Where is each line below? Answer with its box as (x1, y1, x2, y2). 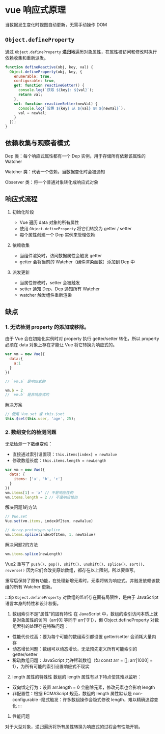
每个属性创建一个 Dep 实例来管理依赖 (19, 232, 95, 238)
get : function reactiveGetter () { (14, 83, 84, 88)
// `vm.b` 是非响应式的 (5, 392, 49, 398)
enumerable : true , (14, 74, 52, 79)
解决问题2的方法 (5, 542, 38, 548)
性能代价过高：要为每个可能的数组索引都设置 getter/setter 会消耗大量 (12, 633, 152, 640)
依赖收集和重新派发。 (5, 55, 48, 61)
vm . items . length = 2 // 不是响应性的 (5, 495, 78, 500)
